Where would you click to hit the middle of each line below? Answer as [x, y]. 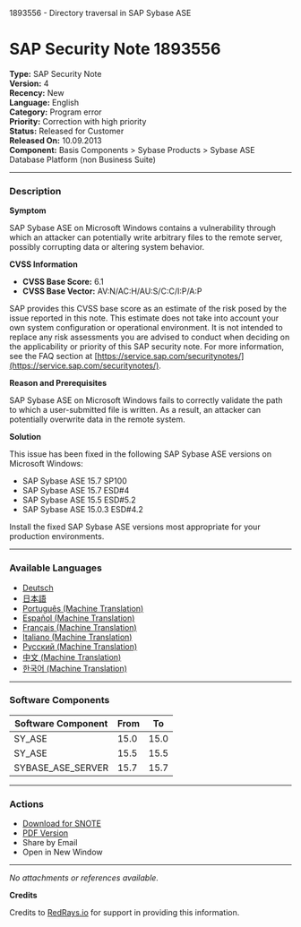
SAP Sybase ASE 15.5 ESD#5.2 [79, 500]
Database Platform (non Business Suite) [83, 159]
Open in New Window [62, 852]
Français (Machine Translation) [79, 627]
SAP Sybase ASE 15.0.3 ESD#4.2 [82, 510]
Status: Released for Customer [67, 131]
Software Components [60, 700]
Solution [26, 437]
